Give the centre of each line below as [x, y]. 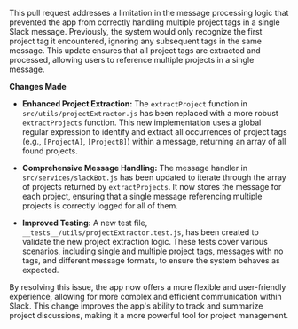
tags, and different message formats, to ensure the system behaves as [151, 260]
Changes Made [38, 86]
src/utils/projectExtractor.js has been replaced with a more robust [150, 113]
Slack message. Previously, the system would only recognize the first [136, 31]
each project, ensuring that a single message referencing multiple [142, 196]
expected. [40, 270]
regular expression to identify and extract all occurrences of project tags [154, 132]
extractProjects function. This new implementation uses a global [141, 122]
